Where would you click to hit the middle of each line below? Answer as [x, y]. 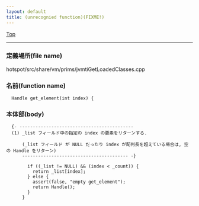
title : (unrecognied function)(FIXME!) [55, 17]
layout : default [26, 12]
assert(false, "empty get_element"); [79, 182]
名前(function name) [36, 85]
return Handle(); [54, 187]
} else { [38, 177]
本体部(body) [25, 114]
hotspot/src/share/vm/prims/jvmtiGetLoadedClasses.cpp [76, 69]
